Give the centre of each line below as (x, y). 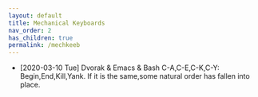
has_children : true (41, 38)
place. (30, 85)
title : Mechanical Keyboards (57, 23)
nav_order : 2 (30, 30)
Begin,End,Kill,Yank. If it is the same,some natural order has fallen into (135, 76)
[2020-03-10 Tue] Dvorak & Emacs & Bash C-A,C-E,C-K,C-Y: (119, 68)
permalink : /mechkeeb (44, 45)
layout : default (35, 16)
